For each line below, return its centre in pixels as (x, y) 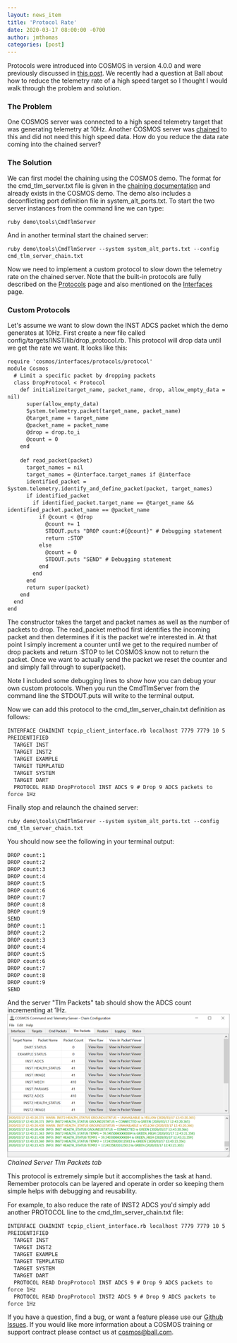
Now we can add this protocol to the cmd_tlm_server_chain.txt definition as (116, 709)
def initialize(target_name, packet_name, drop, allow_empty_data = (123, 390)
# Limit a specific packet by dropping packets (85, 376)
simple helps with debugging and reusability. (72, 1191)
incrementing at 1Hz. (37, 1010)
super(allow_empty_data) (62, 404)
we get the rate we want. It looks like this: (68, 348)
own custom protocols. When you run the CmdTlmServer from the (103, 688)
